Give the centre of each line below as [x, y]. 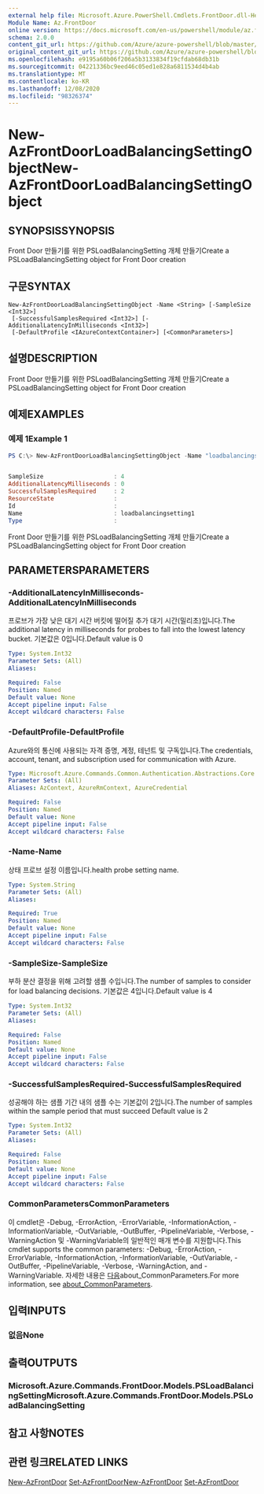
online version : [35, 30]
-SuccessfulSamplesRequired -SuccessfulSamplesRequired [125, 1085]
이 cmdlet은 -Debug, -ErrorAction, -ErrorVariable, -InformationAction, [120, 1222]
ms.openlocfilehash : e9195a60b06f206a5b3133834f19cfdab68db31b [114, 60]
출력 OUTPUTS [43, 1363]
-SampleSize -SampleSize [58, 963]
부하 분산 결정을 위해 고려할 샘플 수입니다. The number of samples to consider [130, 982]
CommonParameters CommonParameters [89, 1204]
